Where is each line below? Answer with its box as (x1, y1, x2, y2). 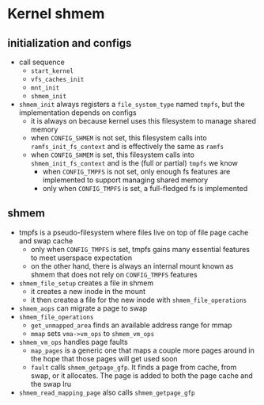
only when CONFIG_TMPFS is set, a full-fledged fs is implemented (42, 184, 248, 193)
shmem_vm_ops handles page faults (18, 337, 128, 346)
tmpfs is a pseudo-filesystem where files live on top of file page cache (18, 227, 249, 237)
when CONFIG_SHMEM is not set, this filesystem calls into (30, 133, 207, 143)
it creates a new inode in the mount (30, 286, 146, 296)
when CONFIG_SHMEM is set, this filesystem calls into (30, 150, 195, 159)
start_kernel (30, 67, 74, 75)
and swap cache (18, 235, 74, 246)
